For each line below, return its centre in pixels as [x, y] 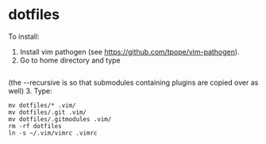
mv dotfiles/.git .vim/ [48, 112]
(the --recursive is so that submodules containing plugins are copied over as [133, 82]
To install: [24, 36]
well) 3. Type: [31, 91]
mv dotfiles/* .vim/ [42, 105]
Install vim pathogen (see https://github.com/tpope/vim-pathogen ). [129, 51]
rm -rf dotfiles [35, 126]
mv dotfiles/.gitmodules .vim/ [60, 119]
